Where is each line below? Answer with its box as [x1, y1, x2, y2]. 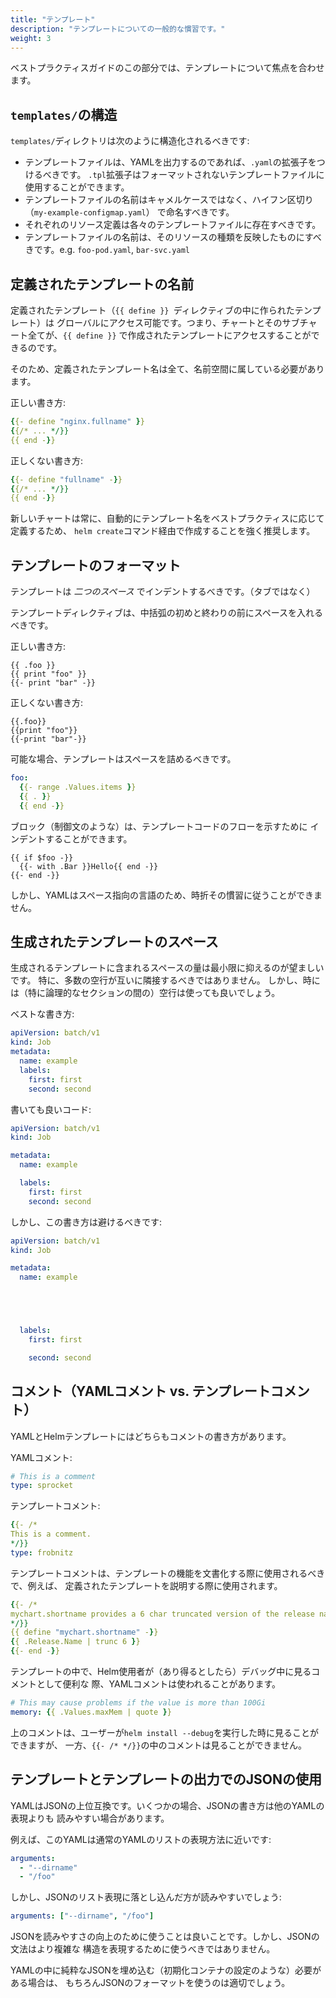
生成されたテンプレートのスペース [10, 933, 219, 950]
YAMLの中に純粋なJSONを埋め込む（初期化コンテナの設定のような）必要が [10, 1964, 322, 1976]
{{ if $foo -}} [10, 852, 74, 863]
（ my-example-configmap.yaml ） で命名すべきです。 [24, 206, 235, 218]
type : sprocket [10, 1481, 74, 1491]
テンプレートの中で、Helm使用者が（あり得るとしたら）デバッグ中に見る [10, 1666, 312, 1678]
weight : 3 [10, 33, 52, 43]
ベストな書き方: [10, 1008, 75, 1020]
